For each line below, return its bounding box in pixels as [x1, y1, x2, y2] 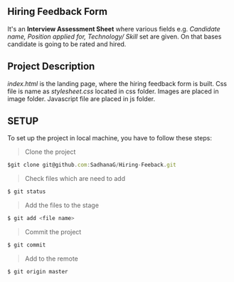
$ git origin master [7, 268, 69, 275]
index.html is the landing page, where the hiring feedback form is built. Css [7, 79, 228, 88]
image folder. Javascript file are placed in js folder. [7, 94, 156, 103]
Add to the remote [24, 254, 78, 263]
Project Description [7, 61, 95, 73]
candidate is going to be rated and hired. [7, 39, 127, 48]
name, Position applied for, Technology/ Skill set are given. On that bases [7, 32, 222, 41]
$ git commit [7, 241, 46, 249]
